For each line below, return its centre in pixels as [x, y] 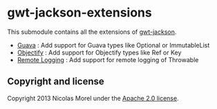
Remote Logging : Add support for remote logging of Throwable [108, 59]
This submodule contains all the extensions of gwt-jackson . [92, 32]
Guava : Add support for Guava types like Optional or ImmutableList [113, 45]
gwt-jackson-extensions [79, 13]
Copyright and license [56, 82]
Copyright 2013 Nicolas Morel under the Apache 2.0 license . [93, 98]
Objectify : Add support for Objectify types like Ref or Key [99, 52]
